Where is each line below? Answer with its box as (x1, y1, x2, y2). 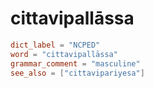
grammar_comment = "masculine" (10, 58, 141, 69)
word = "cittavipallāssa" (10, 49, 118, 59)
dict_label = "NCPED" (10, 40, 101, 50)
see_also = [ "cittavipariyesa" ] (10, 68, 145, 78)
